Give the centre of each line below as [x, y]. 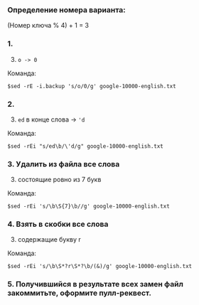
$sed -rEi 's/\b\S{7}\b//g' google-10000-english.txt [89, 207]
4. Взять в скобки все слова [58, 224]
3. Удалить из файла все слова [64, 164]
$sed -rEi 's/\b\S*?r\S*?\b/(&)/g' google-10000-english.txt [100, 267]
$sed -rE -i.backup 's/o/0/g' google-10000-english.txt [92, 86]
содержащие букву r [49, 240]
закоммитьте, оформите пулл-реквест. [79, 293]
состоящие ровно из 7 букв [59, 180]
